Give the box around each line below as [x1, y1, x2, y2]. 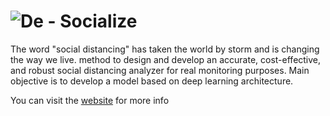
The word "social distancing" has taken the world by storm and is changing [10, 43, 320, 55]
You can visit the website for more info [10, 94, 170, 106]
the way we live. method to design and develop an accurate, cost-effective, [10, 53, 322, 65]
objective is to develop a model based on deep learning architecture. [10, 75, 294, 87]
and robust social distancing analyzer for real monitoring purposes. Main [10, 64, 310, 76]
